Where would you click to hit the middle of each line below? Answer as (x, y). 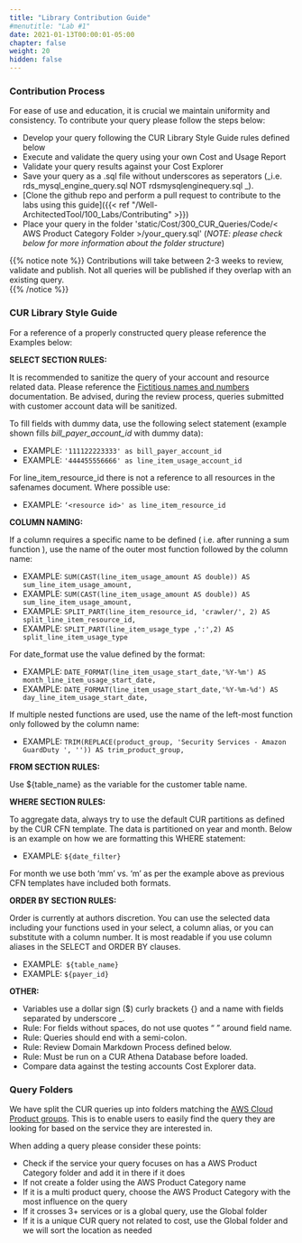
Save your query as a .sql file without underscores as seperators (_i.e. (152, 176)
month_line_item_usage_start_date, (89, 680)
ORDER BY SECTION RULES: (63, 900)
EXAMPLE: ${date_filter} (72, 856)
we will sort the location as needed (87, 1230)
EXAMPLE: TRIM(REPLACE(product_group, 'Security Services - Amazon (154, 741)
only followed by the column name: (74, 723)
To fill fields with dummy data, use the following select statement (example (148, 423)
